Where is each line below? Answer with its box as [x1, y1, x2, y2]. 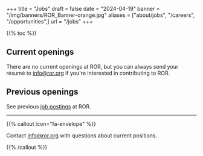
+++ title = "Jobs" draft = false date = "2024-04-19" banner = [6, 5, 160, 12]
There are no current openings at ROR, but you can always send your [6, 63, 179, 70]
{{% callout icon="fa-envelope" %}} [6, 120, 97, 127]
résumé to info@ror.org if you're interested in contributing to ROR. [6, 69, 170, 76]
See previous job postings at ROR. [6, 102, 91, 110]
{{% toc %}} [6, 30, 37, 37]
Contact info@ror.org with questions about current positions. [6, 132, 158, 139]
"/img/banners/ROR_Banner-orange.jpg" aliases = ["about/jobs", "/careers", [6, 11, 195, 19]
